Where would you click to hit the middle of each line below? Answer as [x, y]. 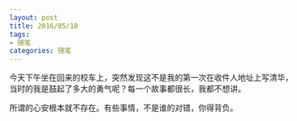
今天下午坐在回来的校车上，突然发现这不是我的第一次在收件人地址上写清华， [151, 78]
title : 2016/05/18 [44, 26]
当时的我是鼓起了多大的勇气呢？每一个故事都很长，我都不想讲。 [127, 89]
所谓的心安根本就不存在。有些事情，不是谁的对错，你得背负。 [124, 108]
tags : [19, 34]
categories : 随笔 [40, 51]
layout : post [34, 17]
